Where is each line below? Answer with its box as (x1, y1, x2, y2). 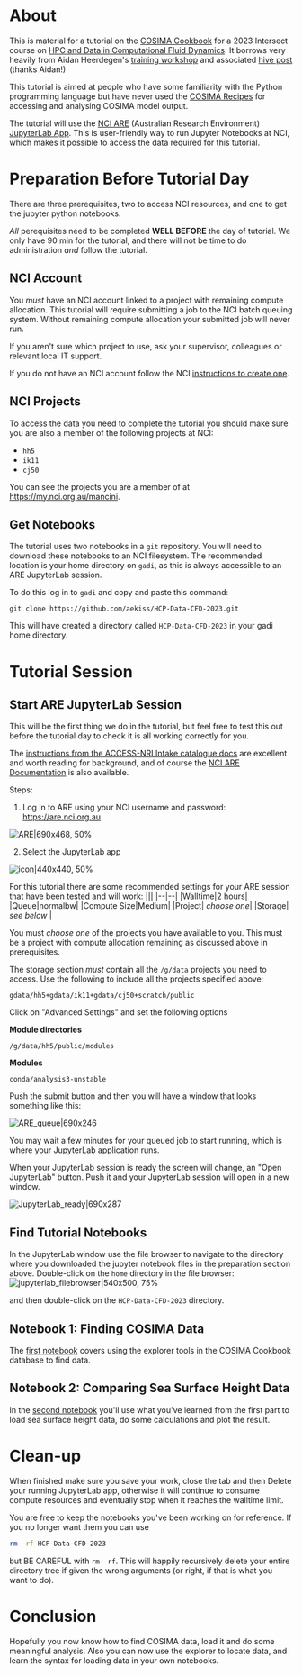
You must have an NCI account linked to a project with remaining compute (9, 294, 284, 305)
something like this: (9, 1100, 82, 1111)
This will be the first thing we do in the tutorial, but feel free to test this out (9, 721, 283, 732)
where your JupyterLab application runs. (9, 1145, 160, 1155)
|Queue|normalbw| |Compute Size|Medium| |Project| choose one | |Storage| (9, 901, 289, 911)
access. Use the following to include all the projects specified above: (9, 973, 264, 984)
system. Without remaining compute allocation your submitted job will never (9, 313, 290, 324)
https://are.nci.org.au (22, 811, 102, 822)
